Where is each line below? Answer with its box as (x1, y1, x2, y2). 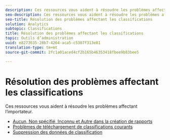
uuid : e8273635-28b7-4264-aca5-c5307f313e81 (5, 40, 101, 45)
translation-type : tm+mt (5, 45, 58, 50)
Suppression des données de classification (12, 129, 103, 135)
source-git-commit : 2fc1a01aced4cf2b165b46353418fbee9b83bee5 (5, 50, 139, 55)
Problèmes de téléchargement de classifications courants (12, 124, 133, 130)
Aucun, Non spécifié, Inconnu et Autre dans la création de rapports (12, 118, 153, 124)
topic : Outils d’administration (5, 36, 73, 41)
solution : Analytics (5, 21, 49, 27)
